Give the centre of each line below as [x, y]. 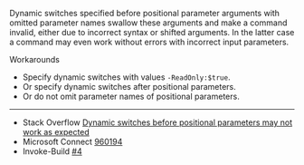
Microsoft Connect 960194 [72, 141]
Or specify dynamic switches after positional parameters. [129, 87]
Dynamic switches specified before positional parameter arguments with [145, 13]
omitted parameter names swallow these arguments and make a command [148, 23]
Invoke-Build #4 [52, 151]
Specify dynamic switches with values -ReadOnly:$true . [126, 77]
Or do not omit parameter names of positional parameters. [131, 96]
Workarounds [35, 59]
